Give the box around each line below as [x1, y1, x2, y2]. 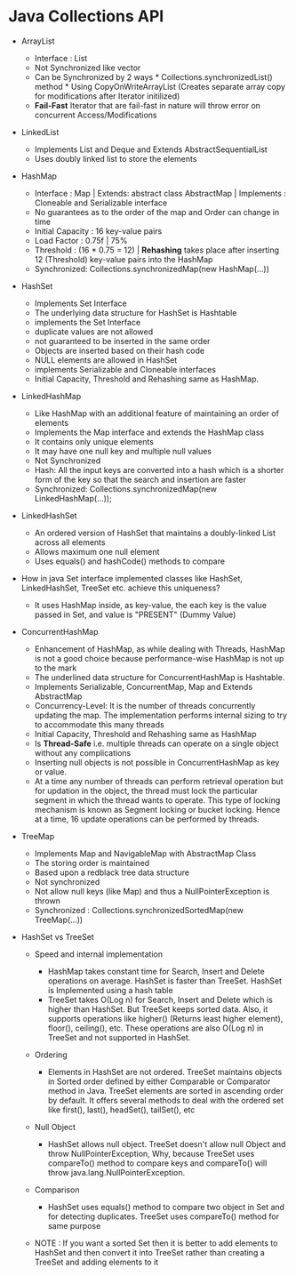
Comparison [34, 1184, 80, 1195]
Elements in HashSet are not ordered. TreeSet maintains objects [47, 1066, 283, 1077]
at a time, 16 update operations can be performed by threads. [34, 814, 260, 824]
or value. [34, 766, 68, 777]
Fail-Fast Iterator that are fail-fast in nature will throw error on [34, 100, 261, 110]
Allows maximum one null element [34, 546, 160, 557]
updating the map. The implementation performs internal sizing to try [34, 710, 288, 720]
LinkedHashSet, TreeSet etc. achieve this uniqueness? [20, 582, 220, 593]
